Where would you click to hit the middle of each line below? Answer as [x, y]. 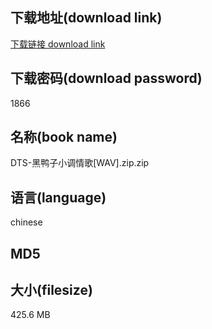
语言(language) [58, 197]
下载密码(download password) [106, 78]
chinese [26, 222]
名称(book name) [64, 137]
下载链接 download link [58, 44]
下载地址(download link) [86, 18]
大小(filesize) [51, 290]
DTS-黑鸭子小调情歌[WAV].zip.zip [80, 163]
